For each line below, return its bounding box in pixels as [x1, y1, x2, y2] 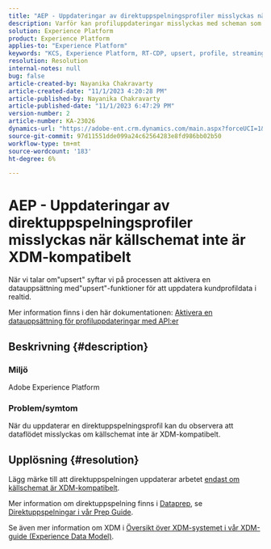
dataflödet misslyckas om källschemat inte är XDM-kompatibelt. [8, 429, 221, 439]
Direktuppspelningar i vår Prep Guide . [8, 507, 134, 517]
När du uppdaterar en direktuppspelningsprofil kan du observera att [8, 421, 234, 431]
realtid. [8, 292, 32, 302]
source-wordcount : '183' [8, 147, 92, 155]
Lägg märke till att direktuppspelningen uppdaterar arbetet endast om [8, 474, 240, 484]
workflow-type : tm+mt [8, 139, 81, 148]
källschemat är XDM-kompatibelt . [8, 483, 120, 492]
